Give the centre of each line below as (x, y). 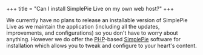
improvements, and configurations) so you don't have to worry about (92, 33)
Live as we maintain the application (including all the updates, (83, 27)
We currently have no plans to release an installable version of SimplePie (97, 20)
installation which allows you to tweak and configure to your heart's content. (101, 45)
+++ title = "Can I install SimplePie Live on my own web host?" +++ (90, 9)
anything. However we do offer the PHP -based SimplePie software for (94, 39)
